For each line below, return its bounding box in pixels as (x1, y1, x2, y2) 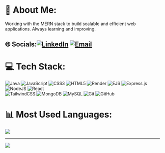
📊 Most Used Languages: (5, 109, 112, 120)
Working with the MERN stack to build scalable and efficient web (5, 21, 136, 27)
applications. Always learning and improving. (5, 26, 96, 31)
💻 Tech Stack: (5, 61, 66, 72)
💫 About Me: (5, 4, 57, 16)
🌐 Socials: (5, 40, 37, 49)
